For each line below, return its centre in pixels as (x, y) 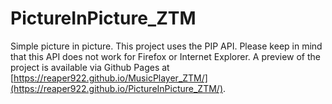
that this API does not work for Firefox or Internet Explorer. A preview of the (165, 56)
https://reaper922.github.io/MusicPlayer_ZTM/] (110, 78)
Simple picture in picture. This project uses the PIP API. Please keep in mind (166, 46)
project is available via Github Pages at (90, 67)
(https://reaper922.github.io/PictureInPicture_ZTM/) (117, 88)
